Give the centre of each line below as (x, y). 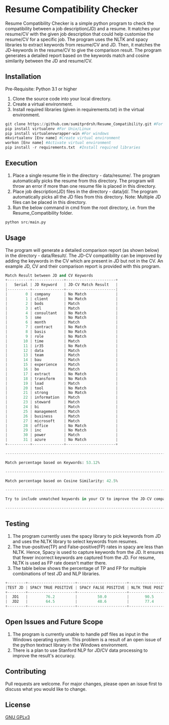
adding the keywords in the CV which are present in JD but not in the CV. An (84, 261)
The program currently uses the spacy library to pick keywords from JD (87, 536)
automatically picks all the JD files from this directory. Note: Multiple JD (87, 197)
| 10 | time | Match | (62, 341)
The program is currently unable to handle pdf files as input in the (80, 634)
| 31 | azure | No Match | (62, 440)
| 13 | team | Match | (62, 355)
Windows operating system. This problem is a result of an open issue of (87, 639)
